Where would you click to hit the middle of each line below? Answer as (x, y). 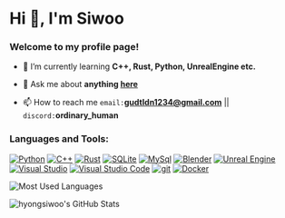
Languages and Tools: (59, 139)
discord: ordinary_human (70, 115)
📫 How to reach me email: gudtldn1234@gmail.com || (126, 103)
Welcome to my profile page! (74, 47)
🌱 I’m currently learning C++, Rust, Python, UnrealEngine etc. (139, 66)
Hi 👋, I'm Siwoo (67, 19)
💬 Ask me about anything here (80, 84)
